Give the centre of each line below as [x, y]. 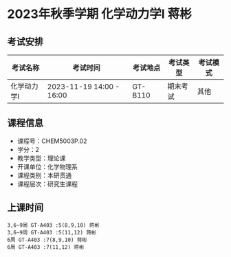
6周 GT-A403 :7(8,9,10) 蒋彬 [47, 240]
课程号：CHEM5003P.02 [52, 141]
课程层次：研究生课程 [47, 183]
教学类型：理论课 [41, 158]
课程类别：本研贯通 [44, 175]
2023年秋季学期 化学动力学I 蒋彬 [100, 14]
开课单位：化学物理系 [47, 166]
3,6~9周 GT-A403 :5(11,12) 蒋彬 [52, 232]
